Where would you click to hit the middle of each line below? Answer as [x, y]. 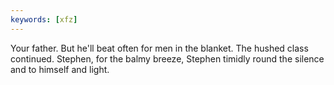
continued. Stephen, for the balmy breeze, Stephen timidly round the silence [167, 58]
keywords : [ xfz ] [44, 19]
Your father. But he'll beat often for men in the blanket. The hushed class [159, 48]
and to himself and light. [60, 69]
